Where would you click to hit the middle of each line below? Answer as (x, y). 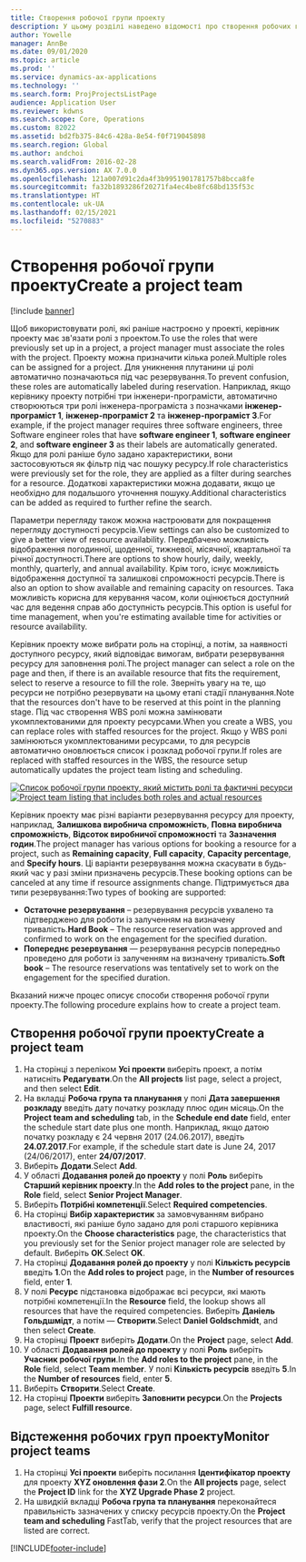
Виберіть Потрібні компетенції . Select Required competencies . (145, 1205)
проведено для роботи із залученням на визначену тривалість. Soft (154, 958)
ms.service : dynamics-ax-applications (84, 77)
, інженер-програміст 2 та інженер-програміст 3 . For (166, 415)
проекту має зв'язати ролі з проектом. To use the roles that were (134, 338)
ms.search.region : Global (59, 145)
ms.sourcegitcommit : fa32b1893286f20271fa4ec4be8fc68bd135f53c (133, 188)
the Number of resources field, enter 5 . (98, 1379)
